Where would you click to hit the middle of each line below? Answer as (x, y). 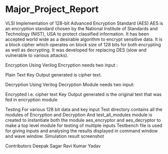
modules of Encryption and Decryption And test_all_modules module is (79, 115)
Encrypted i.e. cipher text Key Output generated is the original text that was (83, 94)
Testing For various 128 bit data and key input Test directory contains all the (84, 109)
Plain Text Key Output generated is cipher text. (54, 74)
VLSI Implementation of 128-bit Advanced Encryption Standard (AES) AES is (84, 23)
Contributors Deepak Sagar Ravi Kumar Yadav (53, 146)
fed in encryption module (32, 100)
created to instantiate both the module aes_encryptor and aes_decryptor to (83, 120)
